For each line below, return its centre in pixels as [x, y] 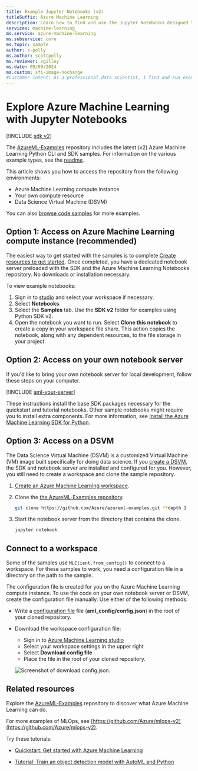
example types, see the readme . [45, 160]
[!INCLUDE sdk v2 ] [29, 136]
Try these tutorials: [29, 738]
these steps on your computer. [43, 380]
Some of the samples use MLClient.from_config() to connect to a [86, 563]
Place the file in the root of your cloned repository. [85, 659]
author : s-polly [26, 50]
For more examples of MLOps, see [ [49, 721]
